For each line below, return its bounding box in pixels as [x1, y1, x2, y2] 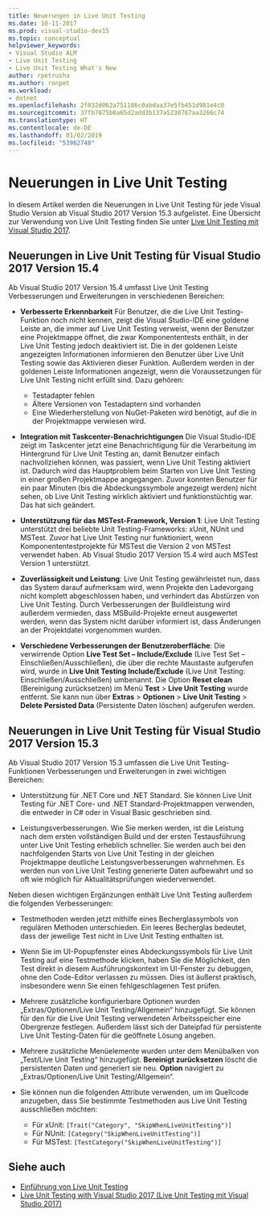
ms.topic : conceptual [8, 34, 81, 43]
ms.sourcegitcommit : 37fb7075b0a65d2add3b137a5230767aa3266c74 [8, 109, 225, 117]
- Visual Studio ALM [8, 49, 78, 57]
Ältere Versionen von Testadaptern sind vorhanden [31, 399, 201, 409]
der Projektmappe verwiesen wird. [31, 416, 146, 426]
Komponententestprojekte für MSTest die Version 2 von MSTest [19, 542, 231, 551]
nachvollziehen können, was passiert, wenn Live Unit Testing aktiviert [19, 457, 251, 467]
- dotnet [8, 94, 38, 102]
